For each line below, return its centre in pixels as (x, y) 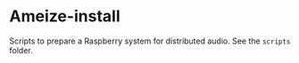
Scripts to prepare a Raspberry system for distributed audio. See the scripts (150, 41)
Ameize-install (65, 16)
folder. (21, 50)
